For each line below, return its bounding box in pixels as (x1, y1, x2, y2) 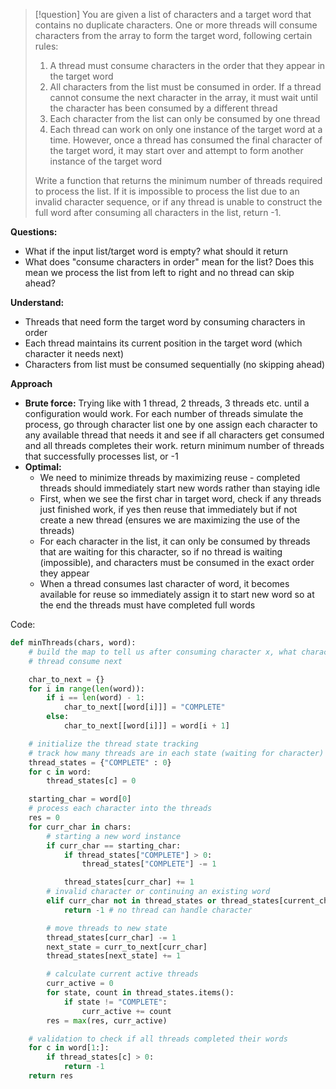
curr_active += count (81, 1006, 172, 1016)
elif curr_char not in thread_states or (46, 896, 217, 906)
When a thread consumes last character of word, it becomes (39, 578, 290, 589)
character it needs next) (24, 348, 125, 359)
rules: (34, 40, 59, 52)
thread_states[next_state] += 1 (46, 951, 182, 961)
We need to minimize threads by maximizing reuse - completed (39, 472, 301, 483)
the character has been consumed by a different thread (49, 102, 278, 114)
